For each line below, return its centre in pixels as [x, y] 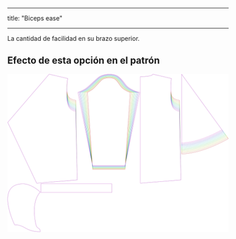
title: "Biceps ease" [35, 18]
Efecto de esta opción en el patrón [84, 61]
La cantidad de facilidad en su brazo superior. [74, 38]
